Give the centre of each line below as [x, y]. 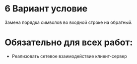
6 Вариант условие [46, 9]
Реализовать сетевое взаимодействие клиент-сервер [69, 56]
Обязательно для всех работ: [69, 42]
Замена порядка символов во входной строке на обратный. [68, 22]
